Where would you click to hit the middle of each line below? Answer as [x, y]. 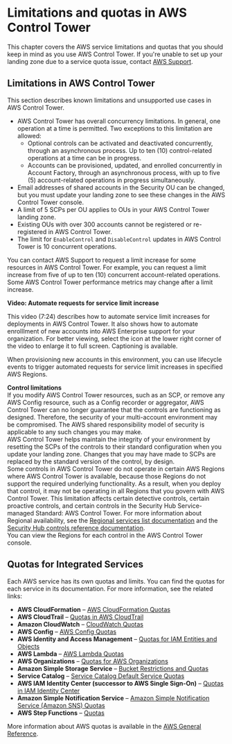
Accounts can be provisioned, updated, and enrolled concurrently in [125, 165]
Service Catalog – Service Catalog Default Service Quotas [101, 676]
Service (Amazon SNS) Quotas [61, 705]
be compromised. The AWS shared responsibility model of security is [106, 424]
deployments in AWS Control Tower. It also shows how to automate [103, 324]
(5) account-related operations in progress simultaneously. [111, 180]
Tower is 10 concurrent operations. [67, 246]
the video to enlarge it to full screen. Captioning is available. [92, 346]
